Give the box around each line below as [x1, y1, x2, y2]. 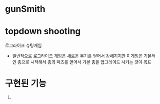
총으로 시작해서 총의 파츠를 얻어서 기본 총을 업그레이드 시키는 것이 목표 [17, 59, 152, 65]
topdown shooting [5, 26, 81, 37]
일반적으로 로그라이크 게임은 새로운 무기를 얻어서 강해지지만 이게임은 [12, 53, 143, 59]
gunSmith [5, 3, 45, 15]
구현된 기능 [5, 78, 47, 89]
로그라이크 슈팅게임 [5, 42, 42, 48]
